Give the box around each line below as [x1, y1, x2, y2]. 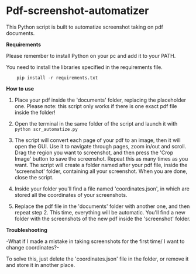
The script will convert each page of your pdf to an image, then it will [14, 136, 181, 144]
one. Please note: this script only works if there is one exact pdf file [14, 102, 177, 109]
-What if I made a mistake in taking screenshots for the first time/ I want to [6, 238, 185, 245]
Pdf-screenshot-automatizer [6, 4, 149, 18]
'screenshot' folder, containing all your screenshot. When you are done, [14, 168, 188, 175]
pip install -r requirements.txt [16, 75, 98, 81]
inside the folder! [14, 109, 56, 116]
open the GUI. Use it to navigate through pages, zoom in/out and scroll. [14, 143, 187, 150]
